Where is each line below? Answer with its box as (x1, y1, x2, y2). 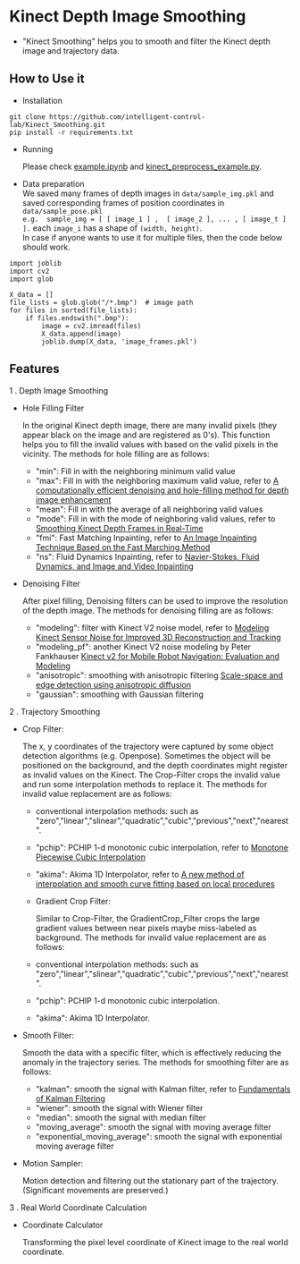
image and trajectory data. (21, 45, 121, 55)
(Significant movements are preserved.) (21, 1184, 169, 1195)
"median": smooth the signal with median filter (35, 1112, 207, 1123)
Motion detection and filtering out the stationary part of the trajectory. (21, 1175, 279, 1186)
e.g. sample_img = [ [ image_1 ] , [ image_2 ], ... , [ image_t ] (21, 215, 287, 224)
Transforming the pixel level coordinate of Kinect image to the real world (21, 1236, 288, 1247)
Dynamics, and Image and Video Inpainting (35, 561, 194, 572)
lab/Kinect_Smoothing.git (9, 120, 105, 129)
